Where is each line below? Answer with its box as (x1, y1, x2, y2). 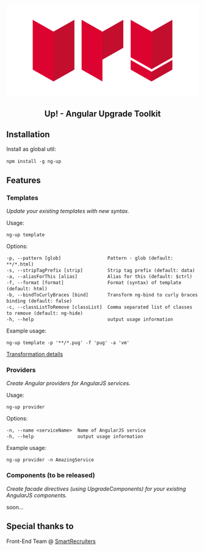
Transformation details (6, 351, 63, 358)
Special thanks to (6, 521, 74, 531)
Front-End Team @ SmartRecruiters (6, 538, 96, 545)
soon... (6, 503, 24, 511)
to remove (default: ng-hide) (6, 310, 84, 317)
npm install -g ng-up (6, 159, 62, 165)
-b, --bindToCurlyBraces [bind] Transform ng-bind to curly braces (6, 292, 199, 298)
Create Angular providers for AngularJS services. (6, 380, 131, 387)
